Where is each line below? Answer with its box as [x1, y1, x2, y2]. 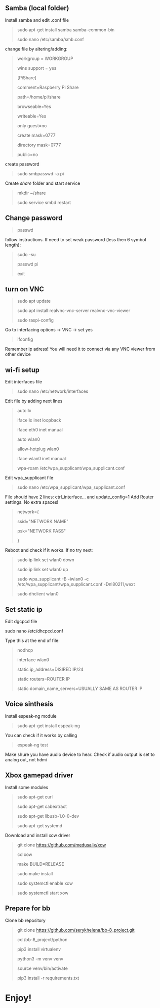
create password [5, 161, 40, 167]
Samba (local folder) [5, 4, 69, 12]
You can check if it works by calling [5, 732, 78, 738]
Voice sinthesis [5, 700, 53, 708]
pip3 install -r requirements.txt [17, 975, 80, 981]
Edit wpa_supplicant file [5, 475, 53, 481]
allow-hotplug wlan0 [17, 446, 59, 452]
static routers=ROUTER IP [17, 676, 70, 682]
